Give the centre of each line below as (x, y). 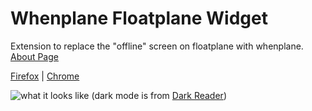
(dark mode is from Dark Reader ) (159, 95)
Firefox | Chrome (45, 76)
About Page (34, 56)
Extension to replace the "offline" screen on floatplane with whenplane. (157, 46)
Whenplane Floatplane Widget (139, 18)
